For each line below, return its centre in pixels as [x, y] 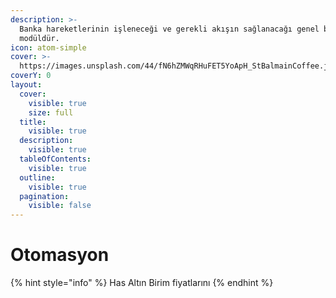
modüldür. [39, 38]
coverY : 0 [31, 76]
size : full [51, 112]
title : [33, 122]
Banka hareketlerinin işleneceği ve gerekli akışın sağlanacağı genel [169, 29]
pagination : [44, 196]
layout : [26, 85]
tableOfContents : [55, 159]
